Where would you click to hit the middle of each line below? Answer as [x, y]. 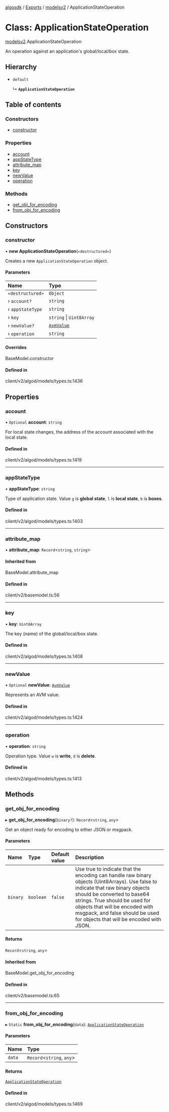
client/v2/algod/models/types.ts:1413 [44, 779]
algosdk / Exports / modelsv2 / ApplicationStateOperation [65, 7]
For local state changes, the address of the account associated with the [79, 432]
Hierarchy [21, 67]
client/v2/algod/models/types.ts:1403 [44, 521]
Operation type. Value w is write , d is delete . [51, 756]
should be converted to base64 [112, 894]
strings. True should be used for [113, 900]
